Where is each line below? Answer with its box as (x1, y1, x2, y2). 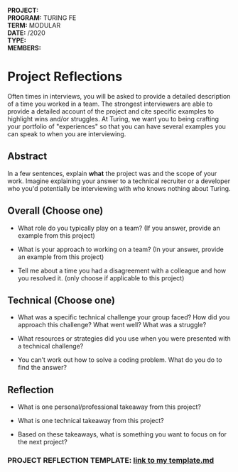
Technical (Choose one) (7, 294, 116, 306)
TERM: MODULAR (7, 21, 61, 29)
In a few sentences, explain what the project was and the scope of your (7, 169, 217, 177)
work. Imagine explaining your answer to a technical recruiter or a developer (7, 177, 231, 185)
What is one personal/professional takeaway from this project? (17, 402, 201, 411)
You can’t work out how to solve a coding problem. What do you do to (17, 356, 222, 364)
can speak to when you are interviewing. (7, 129, 126, 138)
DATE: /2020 (7, 28, 45, 37)
